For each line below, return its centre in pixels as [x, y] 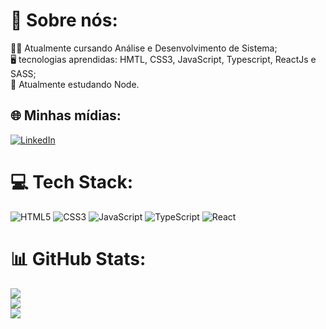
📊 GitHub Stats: [78, 258]
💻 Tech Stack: [72, 181]
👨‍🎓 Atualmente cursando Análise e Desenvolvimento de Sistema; [144, 48]
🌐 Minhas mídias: [66, 115]
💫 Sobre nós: [64, 20]
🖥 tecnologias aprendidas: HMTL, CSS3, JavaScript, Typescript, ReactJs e [163, 59]
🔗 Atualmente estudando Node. [75, 84]
